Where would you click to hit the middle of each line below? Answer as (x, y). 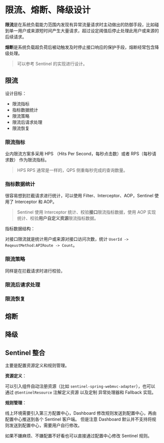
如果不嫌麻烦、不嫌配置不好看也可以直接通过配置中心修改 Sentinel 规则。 (79, 436)
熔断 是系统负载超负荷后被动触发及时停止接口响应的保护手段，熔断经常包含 (80, 47)
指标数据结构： (20, 229)
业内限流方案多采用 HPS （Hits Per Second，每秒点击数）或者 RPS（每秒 (79, 154)
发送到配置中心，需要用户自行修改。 (45, 425)
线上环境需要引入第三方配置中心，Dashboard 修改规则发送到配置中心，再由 (81, 413)
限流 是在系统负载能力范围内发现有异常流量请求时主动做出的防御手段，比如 (80, 24)
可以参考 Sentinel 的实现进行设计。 (52, 64)
